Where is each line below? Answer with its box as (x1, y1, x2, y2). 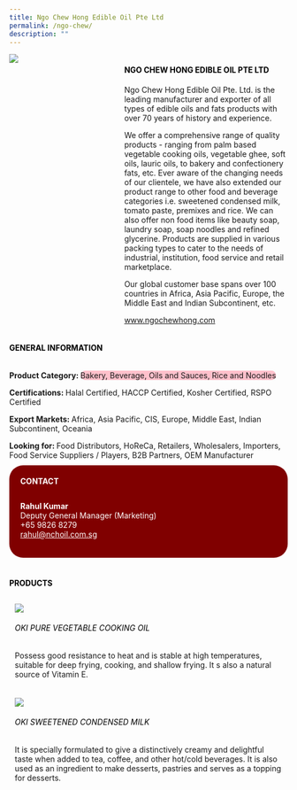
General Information (9, 343, 103, 353)
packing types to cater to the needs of (124, 243, 263, 253)
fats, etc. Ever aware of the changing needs (124, 167, 284, 178)
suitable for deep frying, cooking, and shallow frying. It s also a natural (14, 659, 272, 670)
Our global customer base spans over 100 (124, 278, 277, 289)
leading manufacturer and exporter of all (124, 94, 271, 105)
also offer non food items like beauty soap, (124, 214, 280, 225)
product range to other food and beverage (124, 186, 278, 197)
